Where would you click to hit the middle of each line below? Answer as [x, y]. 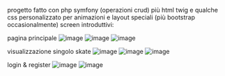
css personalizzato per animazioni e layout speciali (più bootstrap [101, 17]
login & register [29, 65]
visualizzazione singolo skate [49, 51]
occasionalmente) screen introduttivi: [61, 25]
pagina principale [32, 38]
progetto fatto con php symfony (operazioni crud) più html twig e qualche [113, 10]
